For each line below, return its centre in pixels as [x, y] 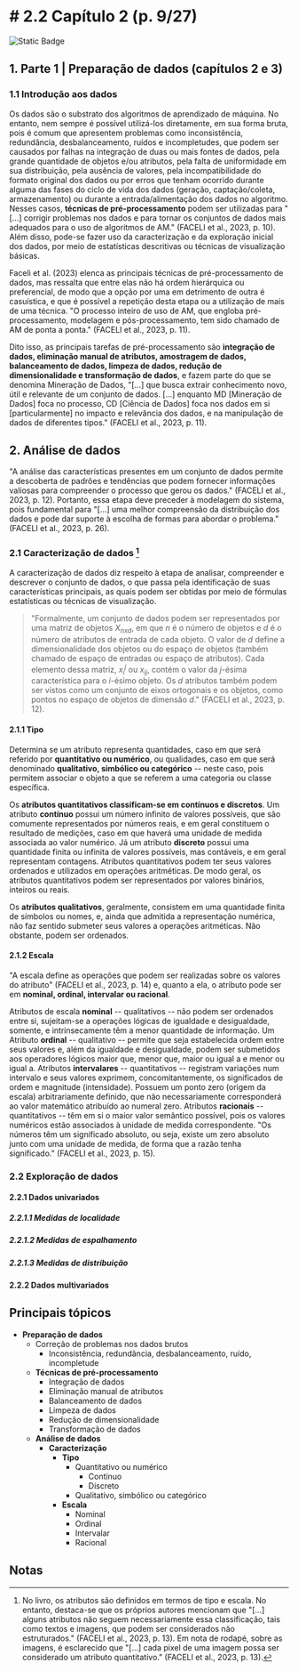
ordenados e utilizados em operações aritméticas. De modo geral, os [135, 870]
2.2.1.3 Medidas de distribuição [69, 1263]
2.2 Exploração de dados [64, 1176]
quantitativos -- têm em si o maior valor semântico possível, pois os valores [147, 1115]
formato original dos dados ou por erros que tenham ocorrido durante [137, 180]
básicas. [24, 255]
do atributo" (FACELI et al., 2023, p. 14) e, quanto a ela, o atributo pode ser [145, 984]
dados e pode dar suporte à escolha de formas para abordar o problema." [144, 519]
